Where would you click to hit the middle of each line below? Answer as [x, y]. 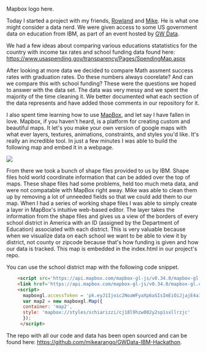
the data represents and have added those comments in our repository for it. [103, 103]
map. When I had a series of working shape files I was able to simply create [102, 203]
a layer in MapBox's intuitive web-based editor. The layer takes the [90, 210]
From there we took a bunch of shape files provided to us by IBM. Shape [98, 170]
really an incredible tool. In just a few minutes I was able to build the [92, 141]
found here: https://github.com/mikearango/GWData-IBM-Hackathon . [94, 342]
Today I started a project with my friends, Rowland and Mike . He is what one [103, 21]
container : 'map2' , [47, 307]
